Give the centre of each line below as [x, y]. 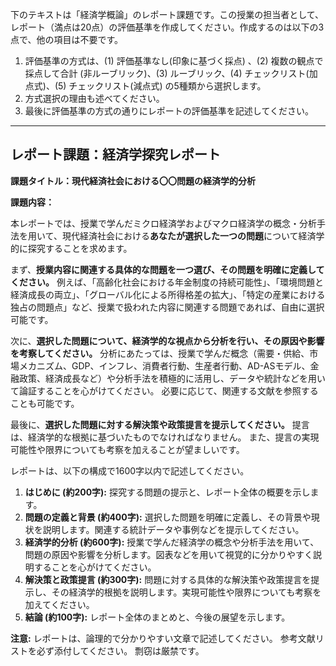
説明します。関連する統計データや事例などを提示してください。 [173, 529]
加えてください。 [59, 604]
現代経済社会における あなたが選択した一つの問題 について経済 [189, 235]
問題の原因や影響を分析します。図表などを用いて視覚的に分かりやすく [168, 554]
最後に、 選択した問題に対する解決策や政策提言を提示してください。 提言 [160, 424]
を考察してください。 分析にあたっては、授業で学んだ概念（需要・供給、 [160, 353]
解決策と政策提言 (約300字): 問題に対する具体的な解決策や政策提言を [168, 579]
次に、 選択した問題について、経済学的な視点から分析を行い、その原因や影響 [167, 340]
